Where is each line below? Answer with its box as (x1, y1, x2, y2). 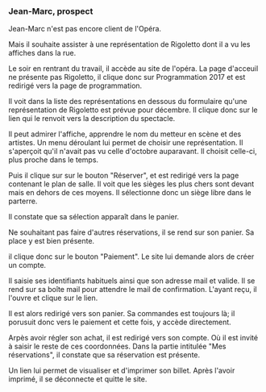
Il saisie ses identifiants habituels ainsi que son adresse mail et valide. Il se (8, 276, 256, 286)
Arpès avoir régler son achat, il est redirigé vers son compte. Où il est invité (8, 333, 259, 343)
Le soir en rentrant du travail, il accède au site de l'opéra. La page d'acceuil (8, 64, 259, 73)
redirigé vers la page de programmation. (8, 81, 143, 90)
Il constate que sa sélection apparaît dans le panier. (8, 212, 180, 222)
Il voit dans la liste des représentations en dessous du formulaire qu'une (8, 97, 247, 106)
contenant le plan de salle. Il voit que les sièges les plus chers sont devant (8, 179, 255, 189)
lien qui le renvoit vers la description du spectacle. (8, 114, 176, 123)
